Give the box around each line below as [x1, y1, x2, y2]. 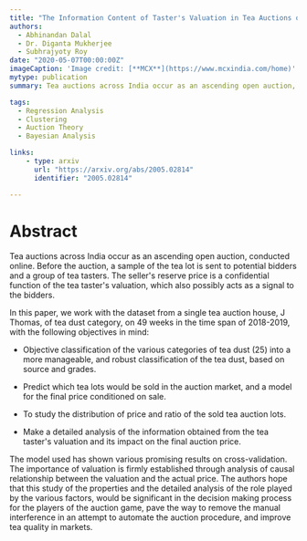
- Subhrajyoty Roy [17, 47, 89, 57]
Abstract [9, 221, 78, 242]
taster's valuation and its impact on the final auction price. [22, 436, 242, 447]
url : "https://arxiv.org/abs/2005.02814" [33, 165, 195, 174]
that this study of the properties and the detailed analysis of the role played [9, 483, 292, 494]
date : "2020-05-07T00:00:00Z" [9, 56, 125, 65]
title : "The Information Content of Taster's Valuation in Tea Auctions [9, 13, 292, 23]
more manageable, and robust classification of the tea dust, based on [22, 354, 285, 365]
